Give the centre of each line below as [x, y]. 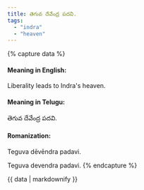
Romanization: [29, 136]
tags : [15, 21]
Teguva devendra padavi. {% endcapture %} [72, 165]
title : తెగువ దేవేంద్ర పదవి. [42, 14]
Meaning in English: [37, 70]
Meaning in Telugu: [36, 102]
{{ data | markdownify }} [43, 179]
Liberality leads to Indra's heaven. [56, 86]
